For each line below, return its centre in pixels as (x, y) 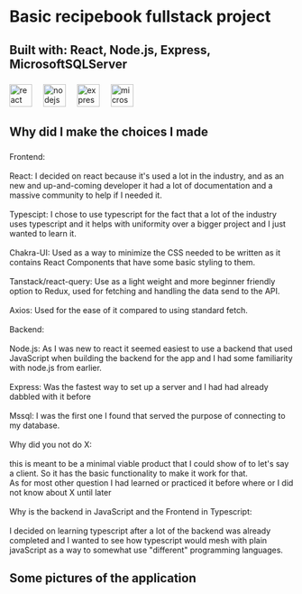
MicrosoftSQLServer (69, 64)
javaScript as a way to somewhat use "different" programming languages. (146, 550)
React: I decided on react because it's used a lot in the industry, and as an (147, 176)
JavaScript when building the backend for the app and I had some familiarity (151, 357)
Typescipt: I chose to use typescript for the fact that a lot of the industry (143, 214)
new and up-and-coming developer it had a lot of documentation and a (141, 185)
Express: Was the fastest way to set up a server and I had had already (139, 386)
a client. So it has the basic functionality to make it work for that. (128, 473)
